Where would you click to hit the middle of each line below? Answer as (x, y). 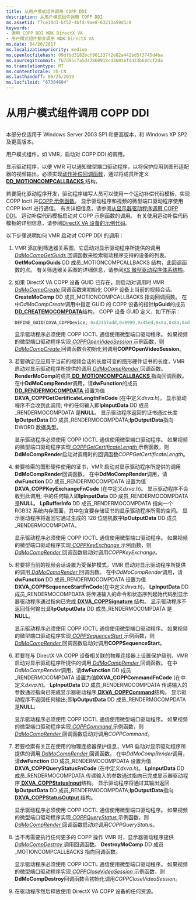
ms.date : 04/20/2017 (31, 45)
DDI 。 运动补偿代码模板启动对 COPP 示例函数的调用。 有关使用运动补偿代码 (97, 215)
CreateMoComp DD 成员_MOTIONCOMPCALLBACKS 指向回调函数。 (97, 297)
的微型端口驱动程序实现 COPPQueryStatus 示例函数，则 (82, 817)
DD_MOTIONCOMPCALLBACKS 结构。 (53, 181)
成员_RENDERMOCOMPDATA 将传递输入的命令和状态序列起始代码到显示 (101, 594)
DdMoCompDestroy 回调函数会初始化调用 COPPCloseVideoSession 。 (97, 879)
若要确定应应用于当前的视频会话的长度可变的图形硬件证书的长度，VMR (99, 361)
